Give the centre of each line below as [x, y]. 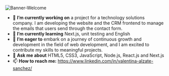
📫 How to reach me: [34, 61]
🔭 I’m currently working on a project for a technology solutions [79, 17]
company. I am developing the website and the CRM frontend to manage [88, 23]
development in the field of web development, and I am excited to [81, 45]
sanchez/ [22, 68]
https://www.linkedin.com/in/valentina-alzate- [105, 61]
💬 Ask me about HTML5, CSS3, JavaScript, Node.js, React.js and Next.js [88, 55]
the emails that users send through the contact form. [68, 28]
